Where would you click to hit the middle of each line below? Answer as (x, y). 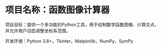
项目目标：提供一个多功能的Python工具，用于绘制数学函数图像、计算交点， (82, 24)
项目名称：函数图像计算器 (58, 10)
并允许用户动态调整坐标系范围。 (38, 30)
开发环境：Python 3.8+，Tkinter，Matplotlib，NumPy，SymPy (69, 41)
